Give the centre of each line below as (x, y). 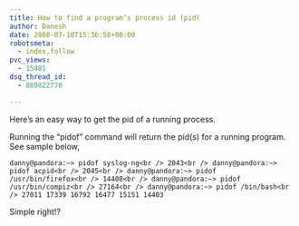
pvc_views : (30, 60)
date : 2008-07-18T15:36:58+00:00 (72, 34)
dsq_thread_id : (38, 77)
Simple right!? (35, 211)
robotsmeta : (32, 43)
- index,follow (46, 52)
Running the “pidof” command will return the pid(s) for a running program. (148, 136)
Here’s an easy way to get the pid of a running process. (112, 119)
